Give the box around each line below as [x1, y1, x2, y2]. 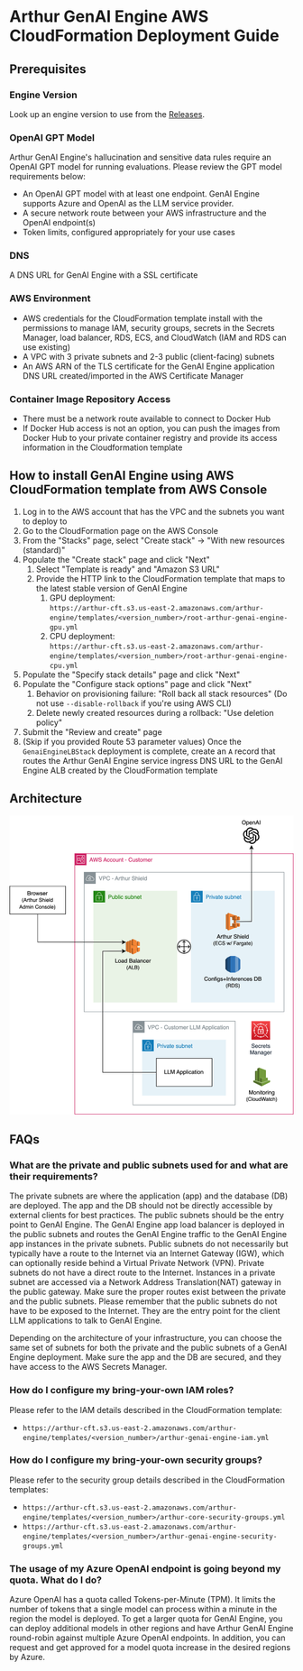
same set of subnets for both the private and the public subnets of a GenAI [9, 1342, 288, 1354]
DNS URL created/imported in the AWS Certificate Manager [22, 370, 244, 381]
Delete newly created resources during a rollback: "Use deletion [35, 707, 274, 718]
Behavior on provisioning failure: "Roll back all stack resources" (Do [35, 688, 288, 699]
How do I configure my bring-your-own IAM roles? [9, 1384, 234, 1397]
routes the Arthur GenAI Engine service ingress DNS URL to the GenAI [22, 755, 283, 766]
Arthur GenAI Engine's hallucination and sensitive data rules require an [9, 151, 272, 163]
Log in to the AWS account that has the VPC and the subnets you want [22, 506, 285, 517]
